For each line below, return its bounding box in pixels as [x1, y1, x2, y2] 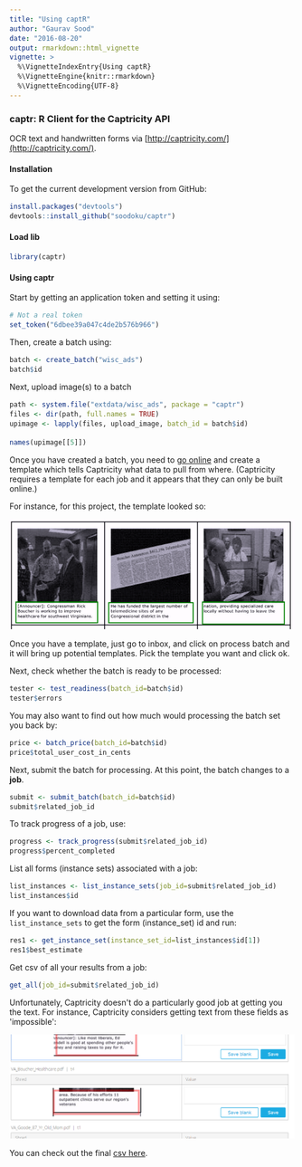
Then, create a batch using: [9, 337, 112, 348]
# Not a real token [9, 311, 83, 320]
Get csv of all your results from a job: [9, 961, 147, 972]
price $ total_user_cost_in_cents [9, 748, 131, 757]
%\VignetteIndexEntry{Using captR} [17, 62, 152, 72]
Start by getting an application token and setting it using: [9, 292, 221, 303]
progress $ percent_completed [9, 847, 116, 856]
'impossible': [9, 1016, 57, 1027]
